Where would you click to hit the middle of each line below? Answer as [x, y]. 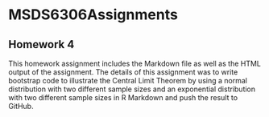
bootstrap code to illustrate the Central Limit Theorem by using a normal [128, 81]
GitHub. [21, 106]
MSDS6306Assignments [93, 15]
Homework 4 [41, 44]
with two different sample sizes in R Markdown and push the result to [123, 97]
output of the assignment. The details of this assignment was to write [123, 72]
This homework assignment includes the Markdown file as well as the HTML [135, 63]
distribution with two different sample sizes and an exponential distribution [132, 89]
